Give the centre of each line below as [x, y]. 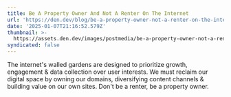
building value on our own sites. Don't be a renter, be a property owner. [108, 86]
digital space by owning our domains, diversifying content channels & [106, 79]
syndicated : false [33, 45]
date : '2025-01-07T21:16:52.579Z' [57, 26]
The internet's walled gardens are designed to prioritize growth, [97, 65]
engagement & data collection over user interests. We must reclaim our [108, 72]
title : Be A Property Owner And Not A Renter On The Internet [98, 13]
